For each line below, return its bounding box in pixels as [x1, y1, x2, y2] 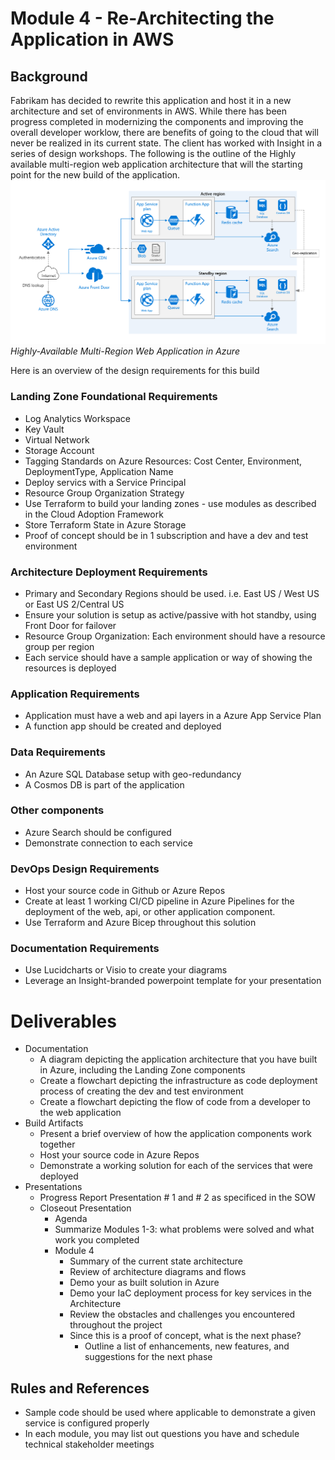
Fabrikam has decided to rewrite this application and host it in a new [10, 95, 292, 106]
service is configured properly [24, 1417, 150, 1429]
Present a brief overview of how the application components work [39, 1128, 312, 1140]
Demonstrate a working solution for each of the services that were [39, 1160, 314, 1172]
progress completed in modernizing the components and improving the [10, 116, 304, 127]
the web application [39, 1107, 122, 1119]
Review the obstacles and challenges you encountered [69, 1308, 296, 1321]
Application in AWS [10, 28, 175, 51]
